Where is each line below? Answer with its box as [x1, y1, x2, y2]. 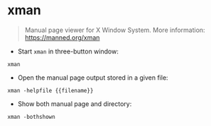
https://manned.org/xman [24, 33, 100, 41]
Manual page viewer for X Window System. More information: [24, 26, 205, 34]
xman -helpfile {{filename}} [7, 87, 94, 94]
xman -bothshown [7, 113, 55, 120]
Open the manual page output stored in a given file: [17, 73, 168, 82]
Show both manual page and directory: [17, 99, 132, 108]
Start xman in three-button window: [17, 47, 119, 56]
